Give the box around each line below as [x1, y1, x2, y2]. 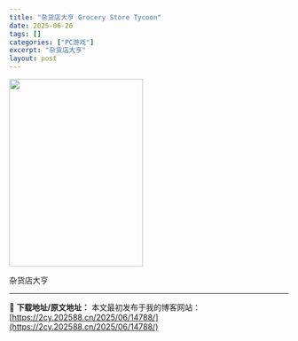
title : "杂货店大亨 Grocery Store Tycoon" [9, 12, 162, 22]
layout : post [9, 54, 58, 63]
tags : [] [9, 29, 42, 38]
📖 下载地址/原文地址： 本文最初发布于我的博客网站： [9, 302, 201, 313]
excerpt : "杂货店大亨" [9, 46, 87, 55]
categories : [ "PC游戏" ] [9, 37, 95, 47]
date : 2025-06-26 [9, 21, 74, 30]
